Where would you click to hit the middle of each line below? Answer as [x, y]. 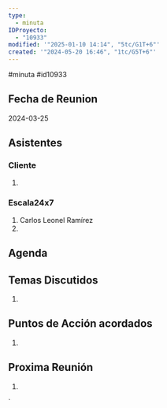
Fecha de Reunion [53, 99]
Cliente [22, 165]
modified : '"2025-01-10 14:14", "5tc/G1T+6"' [84, 45]
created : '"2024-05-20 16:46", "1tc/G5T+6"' [82, 52]
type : [17, 15]
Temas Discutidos [53, 280]
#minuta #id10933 [37, 74]
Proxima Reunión [51, 367]
